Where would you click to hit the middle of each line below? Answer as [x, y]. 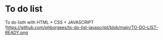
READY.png [17, 32]
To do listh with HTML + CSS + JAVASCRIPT [49, 22]
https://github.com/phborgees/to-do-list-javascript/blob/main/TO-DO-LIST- [82, 27]
